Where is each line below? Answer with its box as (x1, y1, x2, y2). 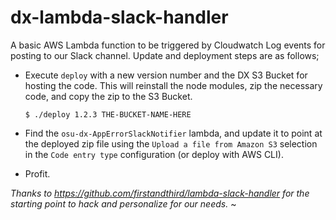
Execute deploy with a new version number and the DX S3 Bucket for (24, 69, 308, 81)
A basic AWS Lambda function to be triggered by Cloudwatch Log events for (10, 39, 326, 51)
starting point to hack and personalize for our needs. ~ (10, 197, 237, 210)
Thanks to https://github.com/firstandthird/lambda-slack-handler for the (10, 187, 310, 199)
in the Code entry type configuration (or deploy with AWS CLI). (24, 148, 284, 160)
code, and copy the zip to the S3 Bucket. (24, 90, 193, 102)
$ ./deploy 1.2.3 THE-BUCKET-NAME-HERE (24, 109, 192, 120)
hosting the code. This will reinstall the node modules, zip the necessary (24, 79, 323, 91)
